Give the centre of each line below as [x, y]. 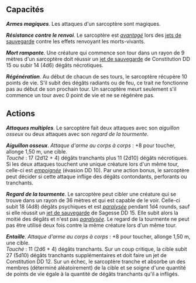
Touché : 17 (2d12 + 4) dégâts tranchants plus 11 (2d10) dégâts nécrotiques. [97, 158]
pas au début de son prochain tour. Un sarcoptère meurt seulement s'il [91, 89]
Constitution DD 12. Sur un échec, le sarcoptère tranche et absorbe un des [96, 261]
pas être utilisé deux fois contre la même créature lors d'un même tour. [92, 225]
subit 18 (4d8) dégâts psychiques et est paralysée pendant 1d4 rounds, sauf [98, 206]
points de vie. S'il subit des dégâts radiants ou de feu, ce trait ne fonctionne [97, 83]
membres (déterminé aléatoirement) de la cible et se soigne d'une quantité [96, 267]
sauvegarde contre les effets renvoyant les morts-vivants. [76, 41]
